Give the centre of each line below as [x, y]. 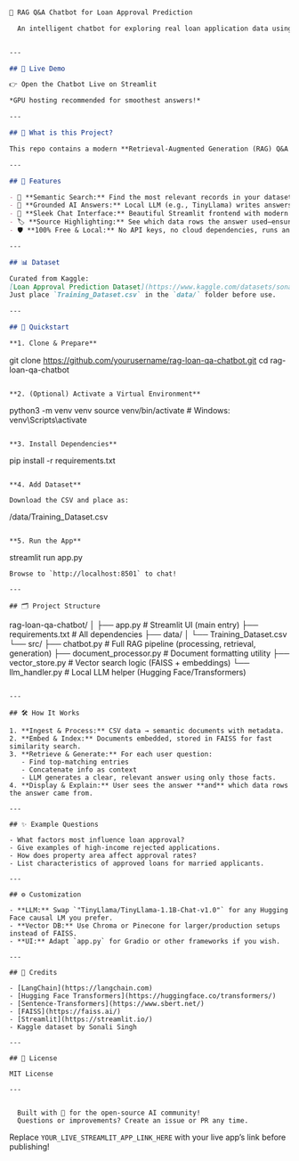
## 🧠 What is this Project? [61, 133]
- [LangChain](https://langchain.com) [81, 988]
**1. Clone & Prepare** [53, 343]
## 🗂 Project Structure [55, 606]
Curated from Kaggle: [49, 278]
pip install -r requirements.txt [62, 460]
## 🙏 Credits [33, 972]
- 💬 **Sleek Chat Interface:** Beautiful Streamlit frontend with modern [149, 214]
